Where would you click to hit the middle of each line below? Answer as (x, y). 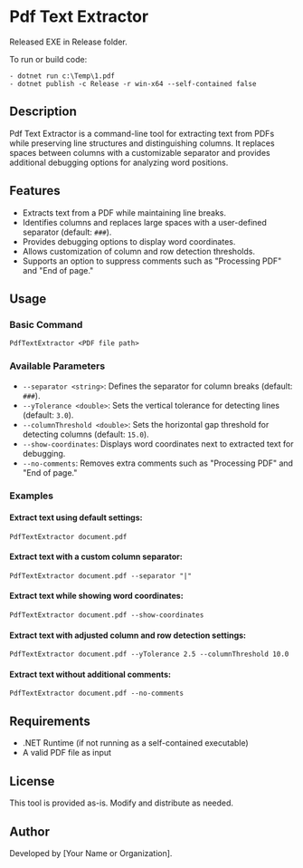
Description (43, 112)
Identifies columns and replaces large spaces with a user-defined (144, 222)
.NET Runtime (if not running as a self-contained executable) (135, 743)
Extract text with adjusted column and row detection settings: (128, 635)
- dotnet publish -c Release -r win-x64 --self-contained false (133, 83)
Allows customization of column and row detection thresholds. (139, 251)
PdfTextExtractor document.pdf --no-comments (96, 694)
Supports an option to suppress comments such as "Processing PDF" (152, 261)
